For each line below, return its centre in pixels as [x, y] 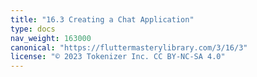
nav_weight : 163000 [51, 38]
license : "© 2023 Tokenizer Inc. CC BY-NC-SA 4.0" [118, 57]
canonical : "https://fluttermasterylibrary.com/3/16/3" [129, 47]
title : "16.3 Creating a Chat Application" [102, 19]
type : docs [33, 29]
